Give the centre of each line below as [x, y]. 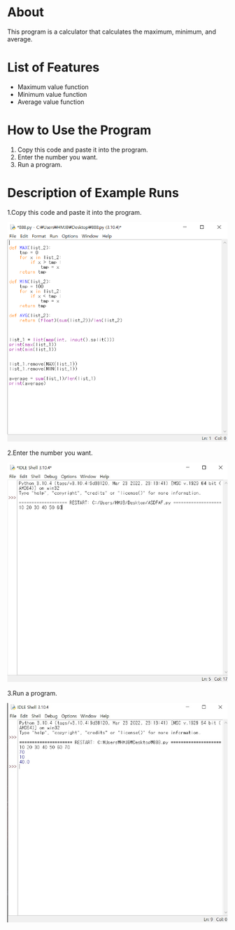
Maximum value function [53, 87]
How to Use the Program [79, 130]
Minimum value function [52, 94]
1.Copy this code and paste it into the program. [74, 212]
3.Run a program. [32, 693]
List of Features [54, 68]
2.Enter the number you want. [50, 453]
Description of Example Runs [93, 193]
